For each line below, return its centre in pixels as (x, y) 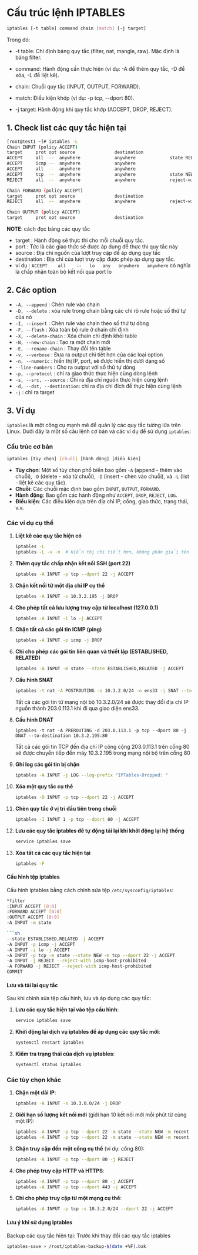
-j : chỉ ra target (35, 392)
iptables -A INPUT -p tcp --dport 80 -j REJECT (75, 1159)
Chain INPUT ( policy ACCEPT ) (42, 147)
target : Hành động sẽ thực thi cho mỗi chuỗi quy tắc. (80, 240)
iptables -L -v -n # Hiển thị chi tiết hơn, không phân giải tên (102, 552)
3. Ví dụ (21, 411)
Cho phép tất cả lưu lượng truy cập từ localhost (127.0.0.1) (87, 607)
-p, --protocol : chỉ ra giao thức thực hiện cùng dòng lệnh (86, 373)
